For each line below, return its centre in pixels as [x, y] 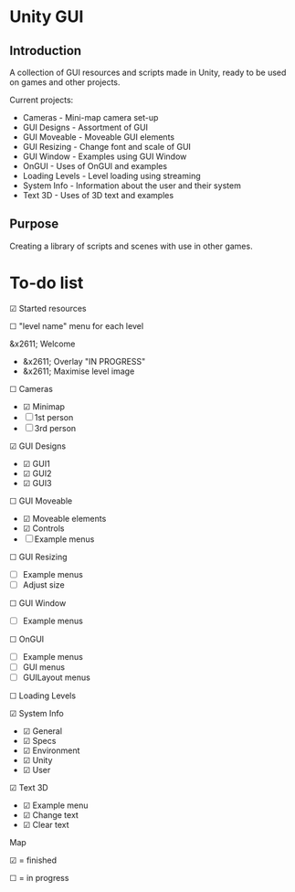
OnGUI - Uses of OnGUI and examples [95, 166]
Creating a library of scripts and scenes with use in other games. [131, 246]
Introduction [46, 51]
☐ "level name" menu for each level [77, 325]
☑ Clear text [46, 825]
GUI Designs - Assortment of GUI [85, 127]
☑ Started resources [48, 308]
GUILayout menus [57, 677]
